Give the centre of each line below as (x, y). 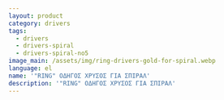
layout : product (36, 16)
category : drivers (39, 23)
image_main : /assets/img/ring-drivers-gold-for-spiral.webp (112, 61)
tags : (17, 31)
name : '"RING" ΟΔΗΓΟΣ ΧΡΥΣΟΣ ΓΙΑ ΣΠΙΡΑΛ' (80, 76)
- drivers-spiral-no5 (52, 53)
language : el (30, 69)
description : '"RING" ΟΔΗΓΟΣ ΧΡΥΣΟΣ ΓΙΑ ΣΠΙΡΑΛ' (92, 83)
